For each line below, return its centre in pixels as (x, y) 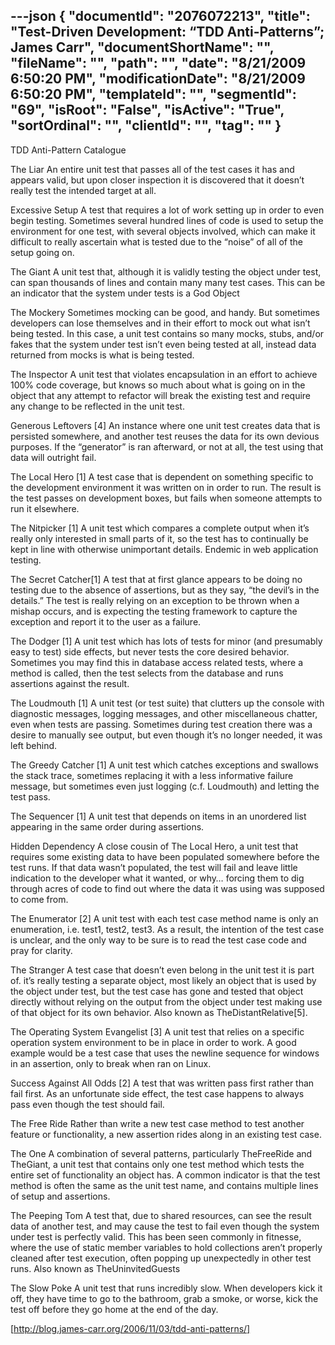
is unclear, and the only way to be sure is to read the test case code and (158, 940)
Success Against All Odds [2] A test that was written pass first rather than (162, 1083)
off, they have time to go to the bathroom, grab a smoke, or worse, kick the (164, 1298)
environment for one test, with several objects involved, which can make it (163, 231)
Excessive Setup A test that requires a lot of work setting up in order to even (167, 210)
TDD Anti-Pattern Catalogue (68, 150)
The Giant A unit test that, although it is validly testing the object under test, (166, 271)
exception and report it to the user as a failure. (106, 621)
